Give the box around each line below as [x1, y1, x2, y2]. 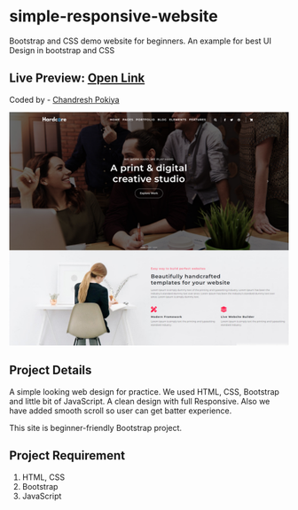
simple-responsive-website [9, 6, 219, 27]
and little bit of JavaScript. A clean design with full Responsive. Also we [9, 396, 271, 406]
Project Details [9, 363, 92, 378]
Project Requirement [9, 448, 126, 463]
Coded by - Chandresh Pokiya [9, 94, 120, 105]
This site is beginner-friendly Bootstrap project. [9, 422, 183, 433]
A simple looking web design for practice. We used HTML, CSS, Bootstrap [9, 386, 279, 396]
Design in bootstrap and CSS [9, 44, 115, 55]
